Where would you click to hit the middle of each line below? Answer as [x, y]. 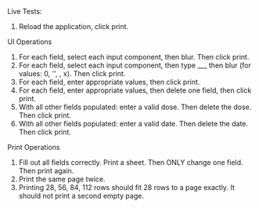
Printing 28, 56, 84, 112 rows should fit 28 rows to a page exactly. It [127, 187]
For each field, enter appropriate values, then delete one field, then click [135, 90]
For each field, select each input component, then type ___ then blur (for [135, 65]
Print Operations [34, 147]
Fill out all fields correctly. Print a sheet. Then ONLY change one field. [131, 162]
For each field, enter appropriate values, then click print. [109, 82]
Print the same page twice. [62, 179]
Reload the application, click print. [74, 26]
